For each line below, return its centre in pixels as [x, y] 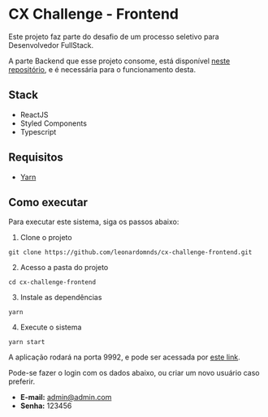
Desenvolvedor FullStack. [51, 45]
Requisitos [36, 158]
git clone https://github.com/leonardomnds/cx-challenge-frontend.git [130, 252]
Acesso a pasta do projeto [64, 268]
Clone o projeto [46, 238]
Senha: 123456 [46, 406]
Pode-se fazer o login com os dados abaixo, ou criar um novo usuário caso [134, 373]
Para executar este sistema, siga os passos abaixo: [94, 222]
